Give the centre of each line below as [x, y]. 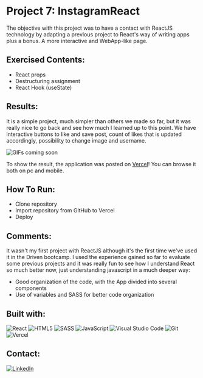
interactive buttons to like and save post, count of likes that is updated [94, 134]
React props [30, 75]
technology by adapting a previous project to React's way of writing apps [98, 34]
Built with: [26, 314]
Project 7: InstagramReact [73, 11]
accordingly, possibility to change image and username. [76, 140]
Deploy [24, 217]
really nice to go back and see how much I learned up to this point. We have [101, 127]
